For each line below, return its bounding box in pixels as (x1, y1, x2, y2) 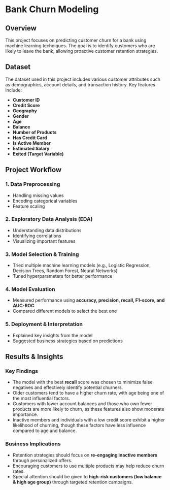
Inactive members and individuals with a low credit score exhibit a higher (12, 417, 165, 423)
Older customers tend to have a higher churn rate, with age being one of (12, 390, 164, 396)
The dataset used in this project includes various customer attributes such (5, 76, 161, 82)
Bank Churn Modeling (5, 4, 99, 15)
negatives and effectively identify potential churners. (12, 384, 123, 390)
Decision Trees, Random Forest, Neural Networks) (12, 268, 118, 274)
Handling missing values (12, 192, 64, 199)
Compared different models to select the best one (12, 308, 117, 314)
